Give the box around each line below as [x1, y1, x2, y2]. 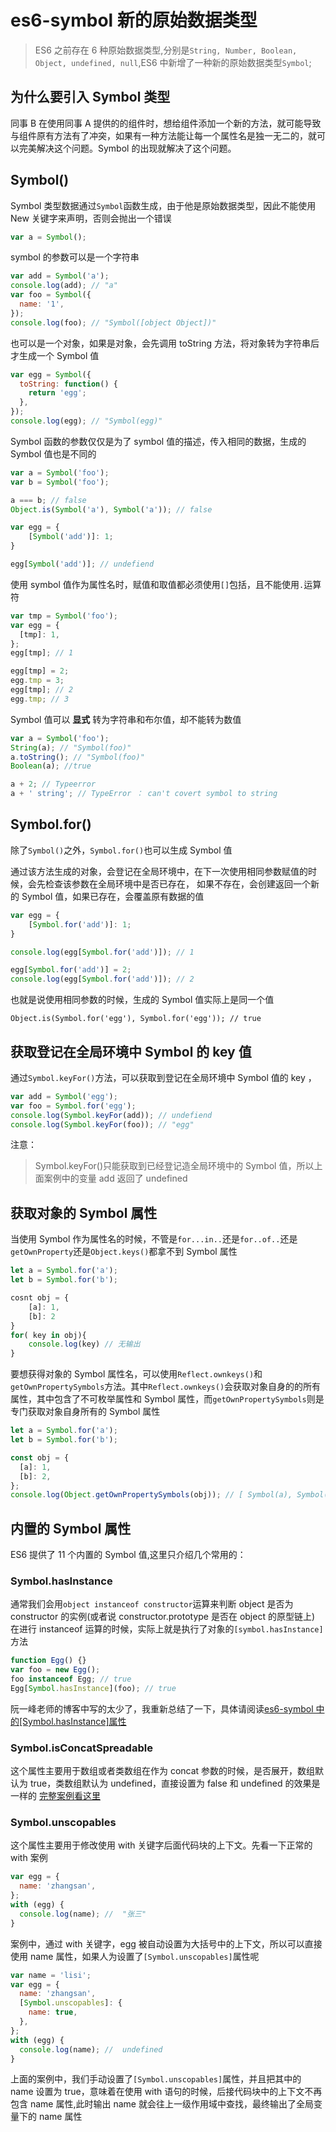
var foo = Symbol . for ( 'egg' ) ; [10, 1101, 137, 1111]
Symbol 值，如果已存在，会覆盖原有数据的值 [21, 890, 205, 902]
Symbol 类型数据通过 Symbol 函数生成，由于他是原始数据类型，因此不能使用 [10, 199, 317, 211]
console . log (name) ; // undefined [19, 2044, 163, 2055]
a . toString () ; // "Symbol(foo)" [10, 752, 145, 762]
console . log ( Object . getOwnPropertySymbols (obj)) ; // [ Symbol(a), [10, 1490, 293, 1500]
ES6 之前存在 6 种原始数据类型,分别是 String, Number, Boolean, [34, 44, 298, 56]
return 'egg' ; [28, 388, 87, 398]
